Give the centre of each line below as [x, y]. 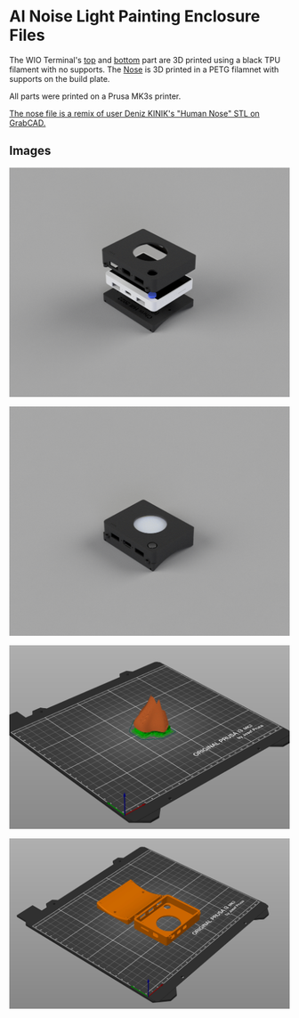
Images [30, 151]
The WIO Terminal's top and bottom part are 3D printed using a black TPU [145, 60]
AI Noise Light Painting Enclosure [135, 16]
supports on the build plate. [60, 78]
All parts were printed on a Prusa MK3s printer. [95, 96]
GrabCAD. [28, 123]
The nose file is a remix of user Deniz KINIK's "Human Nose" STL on [134, 113]
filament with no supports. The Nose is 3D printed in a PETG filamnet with [144, 69]
